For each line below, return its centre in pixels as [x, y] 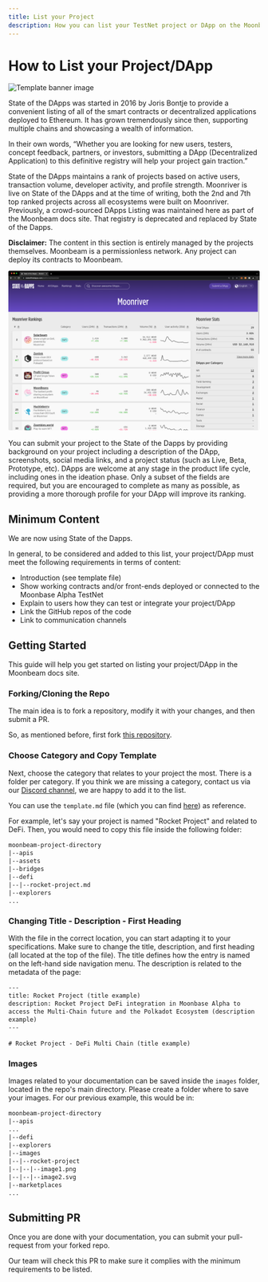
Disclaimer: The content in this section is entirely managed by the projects [131, 243]
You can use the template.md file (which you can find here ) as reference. [127, 805]
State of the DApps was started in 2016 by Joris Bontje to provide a [118, 103]
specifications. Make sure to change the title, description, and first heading [132, 946]
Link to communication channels [73, 620]
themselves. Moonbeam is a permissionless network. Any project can [122, 251]
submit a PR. [29, 720]
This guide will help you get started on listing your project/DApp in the [123, 664]
